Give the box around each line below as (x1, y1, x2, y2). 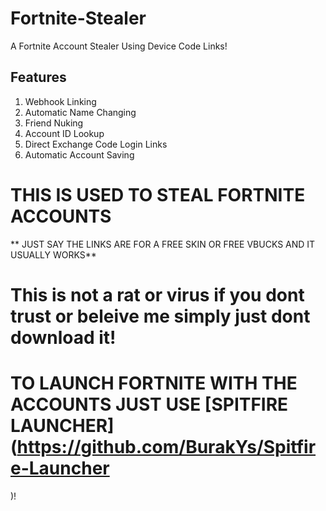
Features (10, 69, 67, 86)
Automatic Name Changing (24, 106, 137, 118)
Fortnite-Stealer (10, 7, 147, 30)
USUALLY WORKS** (10, 248, 97, 261)
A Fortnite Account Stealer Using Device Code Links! (10, 40, 228, 52)
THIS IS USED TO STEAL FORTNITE (10, 183, 306, 206)
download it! (10, 326, 117, 349)
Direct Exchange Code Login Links (24, 138, 168, 150)
